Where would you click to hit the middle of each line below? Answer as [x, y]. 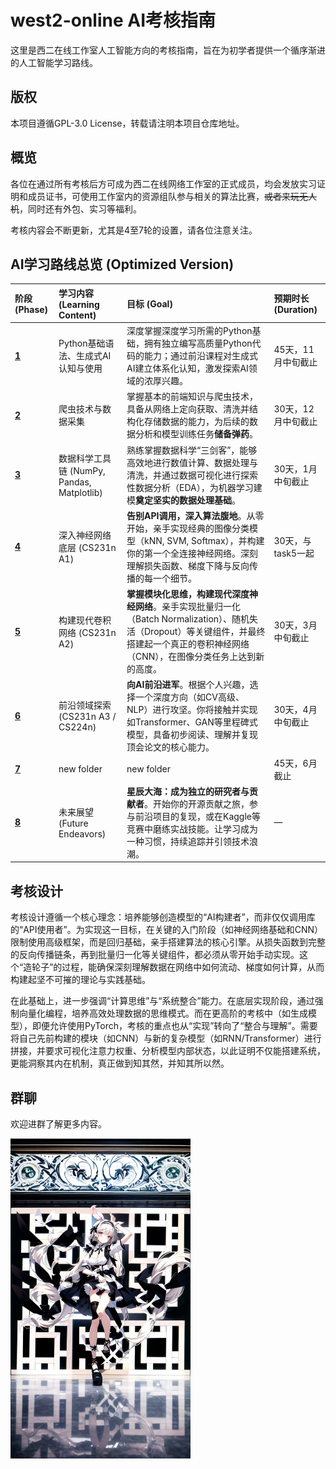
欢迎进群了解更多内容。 [58, 1124]
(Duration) [295, 310]
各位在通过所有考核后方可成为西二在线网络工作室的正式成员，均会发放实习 [163, 183]
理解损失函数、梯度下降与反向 [188, 565]
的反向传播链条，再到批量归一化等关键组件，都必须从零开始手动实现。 [155, 955]
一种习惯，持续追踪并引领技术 [188, 841]
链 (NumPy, [82, 470]
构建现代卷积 [85, 620]
